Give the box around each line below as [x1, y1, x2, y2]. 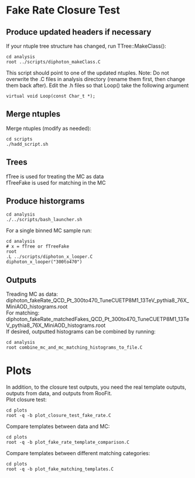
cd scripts [6, 136, 33, 142]
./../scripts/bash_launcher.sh [6, 217, 83, 223]
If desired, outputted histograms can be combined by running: [6, 328, 156, 335]
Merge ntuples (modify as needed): [6, 125, 92, 132]
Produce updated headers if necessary [6, 27, 152, 37]
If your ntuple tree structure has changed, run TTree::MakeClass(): [6, 42, 167, 49]
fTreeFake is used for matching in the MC [6, 179, 106, 186]
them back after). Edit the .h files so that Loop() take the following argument [6, 82, 189, 89]
